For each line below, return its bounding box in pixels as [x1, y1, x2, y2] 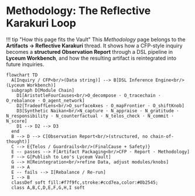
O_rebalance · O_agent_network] [6, 98, 85, 104]
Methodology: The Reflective [6, 4, 151, 18]
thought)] [6, 139, 30, 145]
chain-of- [150, 133, 175, 139]
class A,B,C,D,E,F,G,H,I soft [11, 184, 85, 191]
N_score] [6, 118, 28, 124]
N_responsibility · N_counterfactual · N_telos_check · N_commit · [6, 113, 175, 119]
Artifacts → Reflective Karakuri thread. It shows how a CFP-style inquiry [6, 42, 183, 49]
